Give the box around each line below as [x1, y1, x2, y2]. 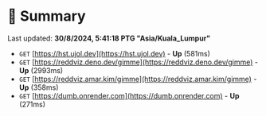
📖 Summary [7, 7, 86, 25]
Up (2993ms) [18, 65, 64, 75]
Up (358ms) [18, 83, 59, 92]
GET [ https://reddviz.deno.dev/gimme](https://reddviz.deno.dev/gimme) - [18, 57, 259, 67]
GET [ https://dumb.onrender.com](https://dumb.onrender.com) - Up [18, 91, 240, 100]
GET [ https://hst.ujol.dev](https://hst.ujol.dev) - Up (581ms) [18, 48, 210, 58]
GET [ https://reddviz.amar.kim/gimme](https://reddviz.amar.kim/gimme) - [18, 74, 257, 83]
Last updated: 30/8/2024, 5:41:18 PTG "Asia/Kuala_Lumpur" [7, 33, 211, 43]
